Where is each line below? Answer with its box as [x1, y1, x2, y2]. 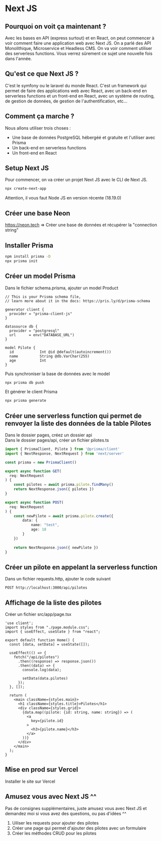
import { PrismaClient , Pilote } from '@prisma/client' [5, 447, 120, 452]
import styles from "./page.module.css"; [5, 625, 90, 630]
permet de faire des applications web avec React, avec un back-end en [5, 88, 147, 94]
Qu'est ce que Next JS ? [5, 70, 79, 78]
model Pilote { [5, 345, 36, 350]
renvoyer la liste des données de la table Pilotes [5, 419, 151, 428]
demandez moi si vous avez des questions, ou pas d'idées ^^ [5, 810, 127, 816]
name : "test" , [30, 523, 59, 528]
